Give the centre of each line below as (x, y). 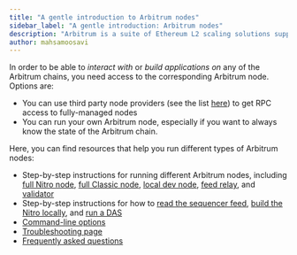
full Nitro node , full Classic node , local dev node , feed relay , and (138, 185)
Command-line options (64, 222)
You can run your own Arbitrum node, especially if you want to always (149, 122)
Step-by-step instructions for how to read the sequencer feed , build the (152, 204)
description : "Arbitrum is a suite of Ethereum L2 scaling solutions (140, 34)
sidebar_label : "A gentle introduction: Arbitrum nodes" (116, 26)
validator (38, 194)
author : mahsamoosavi (49, 42)
